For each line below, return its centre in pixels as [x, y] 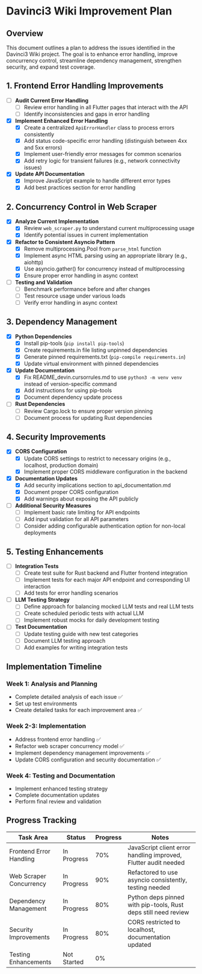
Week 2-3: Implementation [46, 726]
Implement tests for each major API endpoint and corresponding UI [107, 580]
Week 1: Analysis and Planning [52, 684]
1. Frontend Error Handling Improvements [85, 86]
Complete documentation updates [57, 795]
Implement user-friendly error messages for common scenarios [103, 154]
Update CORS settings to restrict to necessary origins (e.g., [97, 458]
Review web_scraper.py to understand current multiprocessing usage [109, 228]
